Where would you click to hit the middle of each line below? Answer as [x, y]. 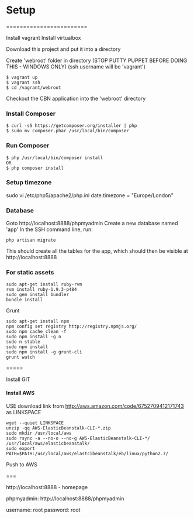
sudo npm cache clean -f [36, 332]
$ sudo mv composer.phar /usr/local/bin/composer [68, 131]
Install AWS [20, 393]
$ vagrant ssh [23, 83]
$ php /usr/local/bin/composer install [55, 158]
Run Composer [28, 146]
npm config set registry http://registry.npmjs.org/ [72, 326]
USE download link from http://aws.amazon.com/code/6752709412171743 [95, 406]
